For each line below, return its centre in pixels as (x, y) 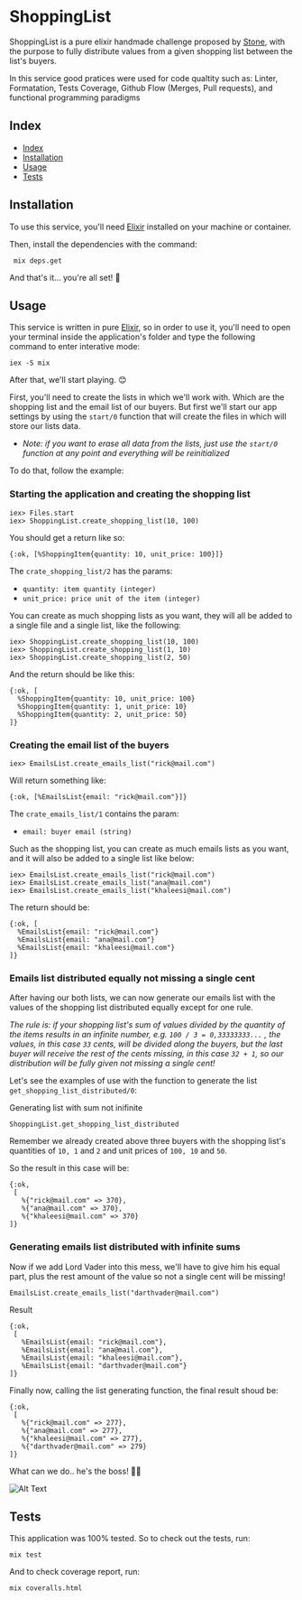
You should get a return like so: (67, 537)
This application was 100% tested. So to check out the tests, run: (130, 1539)
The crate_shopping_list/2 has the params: (91, 571)
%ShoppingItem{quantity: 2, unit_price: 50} (102, 714)
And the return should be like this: (72, 674)
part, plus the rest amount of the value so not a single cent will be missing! (147, 1276)
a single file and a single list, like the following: (96, 625)
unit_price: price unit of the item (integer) (111, 599)
